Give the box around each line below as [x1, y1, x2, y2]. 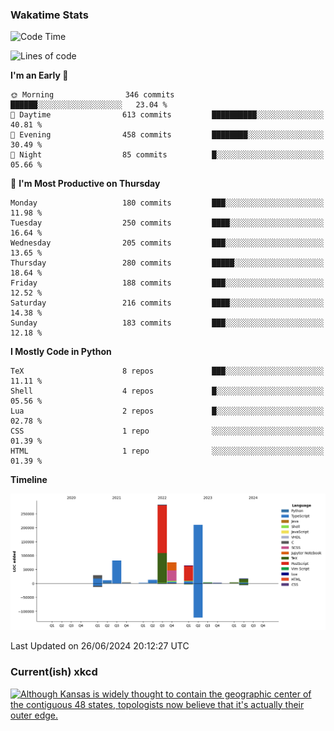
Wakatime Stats [10, 8, 89, 22]
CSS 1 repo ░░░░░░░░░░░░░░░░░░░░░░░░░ [10, 426, 325, 437]
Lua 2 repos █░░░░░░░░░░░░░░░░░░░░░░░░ [10, 406, 325, 417]
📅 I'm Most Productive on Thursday [10, 178, 161, 190]
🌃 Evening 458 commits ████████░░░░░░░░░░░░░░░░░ [10, 130, 325, 140]
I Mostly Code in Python [10, 346, 112, 358]
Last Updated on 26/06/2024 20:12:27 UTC [10, 640, 190, 652]
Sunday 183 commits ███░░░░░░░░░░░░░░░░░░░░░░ [10, 318, 325, 328]
